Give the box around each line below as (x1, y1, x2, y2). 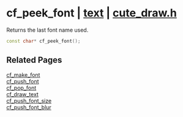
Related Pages (6, 55, 62, 65)
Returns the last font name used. (6, 26, 89, 34)
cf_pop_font (6, 84, 37, 91)
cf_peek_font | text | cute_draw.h (6, 6, 177, 20)
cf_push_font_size (6, 97, 52, 104)
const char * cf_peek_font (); (6, 38, 81, 44)
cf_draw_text (6, 90, 39, 97)
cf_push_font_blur (6, 104, 52, 111)
